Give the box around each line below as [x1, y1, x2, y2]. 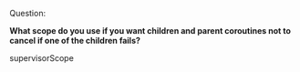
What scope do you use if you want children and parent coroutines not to [9, 26, 292, 36]
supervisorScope [9, 53, 75, 63]
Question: [9, 8, 47, 18]
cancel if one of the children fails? [9, 36, 141, 46]
